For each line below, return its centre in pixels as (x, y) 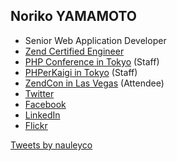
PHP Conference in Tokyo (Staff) (92, 61)
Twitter (39, 93)
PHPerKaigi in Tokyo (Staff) (81, 72)
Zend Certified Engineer (74, 51)
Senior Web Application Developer (95, 40)
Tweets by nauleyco (51, 145)
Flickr (36, 125)
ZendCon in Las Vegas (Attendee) (94, 83)
